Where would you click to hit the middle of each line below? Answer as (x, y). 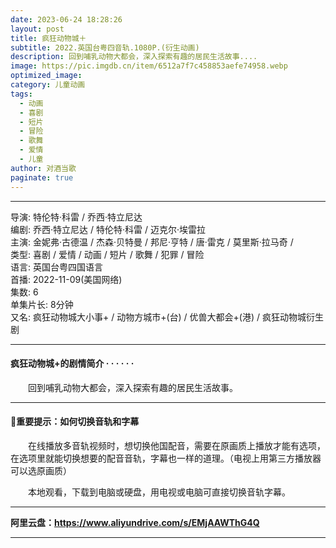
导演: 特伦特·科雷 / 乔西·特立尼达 (76, 217)
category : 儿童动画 (48, 85)
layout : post (37, 29)
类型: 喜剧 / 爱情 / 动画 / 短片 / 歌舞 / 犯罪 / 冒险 (107, 254)
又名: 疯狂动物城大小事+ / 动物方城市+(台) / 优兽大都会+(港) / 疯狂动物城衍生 (167, 317)
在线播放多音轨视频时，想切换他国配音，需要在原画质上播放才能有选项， (176, 445)
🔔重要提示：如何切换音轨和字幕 (75, 422)
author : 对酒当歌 (43, 168)
